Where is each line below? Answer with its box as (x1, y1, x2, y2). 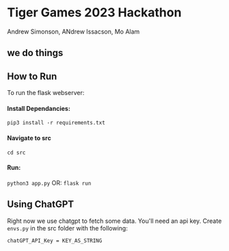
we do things (7, 47, 64, 59)
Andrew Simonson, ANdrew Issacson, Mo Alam (7, 27, 140, 36)
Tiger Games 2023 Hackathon (7, 5, 182, 21)
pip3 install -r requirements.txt (7, 120, 106, 127)
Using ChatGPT (7, 198, 75, 210)
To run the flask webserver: (7, 89, 85, 97)
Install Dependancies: (7, 104, 70, 112)
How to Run (7, 70, 57, 82)
